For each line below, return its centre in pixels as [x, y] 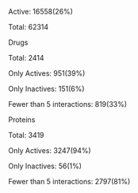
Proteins [22, 120]
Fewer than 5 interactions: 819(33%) [68, 104]
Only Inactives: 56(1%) [45, 166]
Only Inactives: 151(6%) [46, 89]
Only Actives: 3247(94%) [50, 150]
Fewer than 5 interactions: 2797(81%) [69, 181]
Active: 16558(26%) [41, 12]
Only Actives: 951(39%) [47, 73]
